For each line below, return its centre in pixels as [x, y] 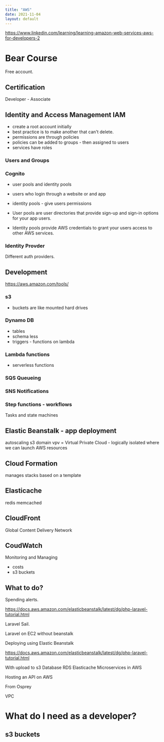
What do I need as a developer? [71, 716]
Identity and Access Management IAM [65, 115]
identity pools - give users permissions [52, 203]
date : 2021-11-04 [23, 14]
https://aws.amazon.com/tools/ [37, 284]
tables [19, 331]
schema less [25, 336]
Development [26, 272]
